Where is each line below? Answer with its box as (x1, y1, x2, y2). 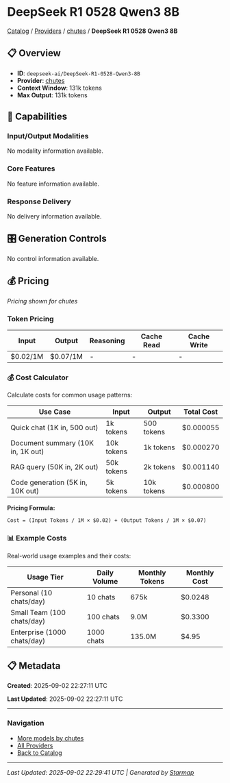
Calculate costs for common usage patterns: (7, 391, 133, 399)
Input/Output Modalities (7, 132, 89, 141)
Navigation (7, 719, 44, 728)
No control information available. (7, 254, 99, 262)
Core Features (7, 164, 55, 173)
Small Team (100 (10, 608, 66, 617)
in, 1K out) (10, 447, 44, 456)
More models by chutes (16, 734, 84, 742)
